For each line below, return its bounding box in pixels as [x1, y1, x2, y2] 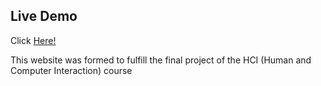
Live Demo [10, 8, 78, 25]
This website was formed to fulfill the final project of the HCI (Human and [10, 54, 312, 66]
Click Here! [10, 34, 57, 46]
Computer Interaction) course [10, 64, 133, 76]
